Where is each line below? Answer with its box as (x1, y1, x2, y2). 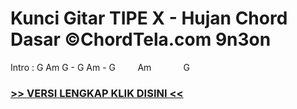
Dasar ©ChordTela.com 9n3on (10, 28, 272, 51)
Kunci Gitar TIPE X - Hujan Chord (10, 7, 288, 30)
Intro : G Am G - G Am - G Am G (10, 61, 191, 73)
